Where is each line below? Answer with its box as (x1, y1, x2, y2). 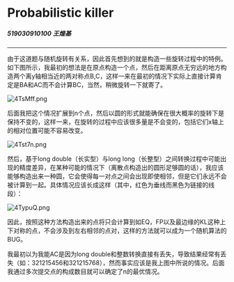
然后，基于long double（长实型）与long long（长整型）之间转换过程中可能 (7, 155, 221, 163)
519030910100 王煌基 (7, 29, 72, 38)
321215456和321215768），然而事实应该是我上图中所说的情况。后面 (31, 259, 225, 267)
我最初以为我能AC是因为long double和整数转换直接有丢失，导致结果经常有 (7, 250, 221, 258)
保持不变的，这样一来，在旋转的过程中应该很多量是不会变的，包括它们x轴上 (7, 118, 224, 126)
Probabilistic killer (7, 5, 114, 21)
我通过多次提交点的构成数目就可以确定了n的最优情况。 (7, 267, 164, 276)
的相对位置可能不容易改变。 (7, 127, 87, 135)
